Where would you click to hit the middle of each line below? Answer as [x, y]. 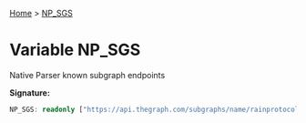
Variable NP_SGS [75, 50]
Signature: [30, 92]
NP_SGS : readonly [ [46, 109]
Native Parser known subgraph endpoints [87, 75]
